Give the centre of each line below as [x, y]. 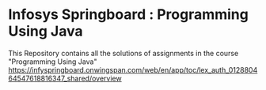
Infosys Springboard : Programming [129, 15]
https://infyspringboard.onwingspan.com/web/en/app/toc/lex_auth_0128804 [133, 69]
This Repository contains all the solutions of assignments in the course [123, 53]
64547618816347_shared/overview [65, 78]
